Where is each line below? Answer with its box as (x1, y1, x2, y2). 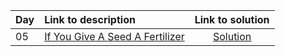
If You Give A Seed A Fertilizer (44, 30, 185, 43)
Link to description (44, 13, 136, 26)
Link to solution (194, 13, 270, 26)
